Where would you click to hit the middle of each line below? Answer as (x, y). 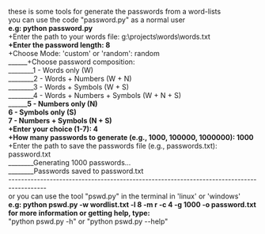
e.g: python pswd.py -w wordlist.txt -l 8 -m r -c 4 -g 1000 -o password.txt (132, 204)
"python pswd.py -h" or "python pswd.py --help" (88, 221)
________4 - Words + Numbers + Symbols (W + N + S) (95, 95)
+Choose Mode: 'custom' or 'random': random (84, 53)
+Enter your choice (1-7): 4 (53, 129)
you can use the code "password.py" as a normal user (97, 20)
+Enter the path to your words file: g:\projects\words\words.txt (110, 36)
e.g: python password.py (51, 28)
